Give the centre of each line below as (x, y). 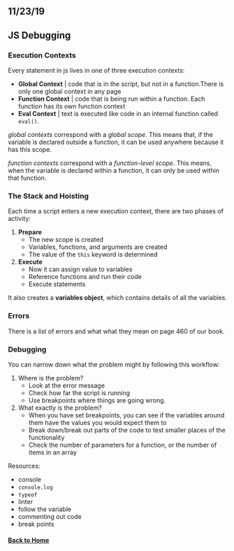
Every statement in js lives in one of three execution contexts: (96, 71)
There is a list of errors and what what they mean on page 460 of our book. (116, 331)
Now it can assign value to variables (80, 269)
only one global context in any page (70, 92)
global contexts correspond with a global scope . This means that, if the (111, 135)
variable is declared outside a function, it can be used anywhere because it (116, 142)
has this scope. (30, 150)
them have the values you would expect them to (97, 422)
